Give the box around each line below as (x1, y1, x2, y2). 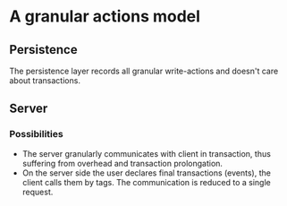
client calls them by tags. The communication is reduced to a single (21, 176, 271, 187)
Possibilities (9, 128, 64, 141)
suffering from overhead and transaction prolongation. (21, 158, 224, 168)
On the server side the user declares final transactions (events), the (21, 167, 271, 178)
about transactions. (9, 75, 80, 86)
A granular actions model (9, 6, 201, 27)
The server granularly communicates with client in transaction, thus (21, 148, 271, 159)
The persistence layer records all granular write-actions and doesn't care (9, 65, 279, 76)
